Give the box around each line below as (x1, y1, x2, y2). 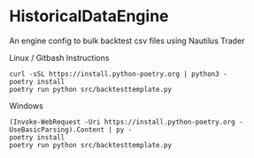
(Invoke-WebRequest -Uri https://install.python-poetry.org (9, 117, 236, 126)
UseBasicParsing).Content (9, 125, 104, 134)
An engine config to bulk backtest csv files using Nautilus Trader (9, 35, 245, 46)
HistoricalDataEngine (9, 6, 169, 26)
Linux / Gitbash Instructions (9, 52, 110, 63)
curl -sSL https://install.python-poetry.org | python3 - (9, 69, 227, 79)
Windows (9, 100, 44, 111)
